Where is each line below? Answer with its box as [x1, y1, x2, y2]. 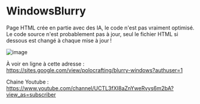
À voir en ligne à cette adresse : [6, 60, 85, 67]
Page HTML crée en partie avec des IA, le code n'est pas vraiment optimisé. [6, 24, 195, 31]
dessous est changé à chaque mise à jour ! [6, 37, 112, 44]
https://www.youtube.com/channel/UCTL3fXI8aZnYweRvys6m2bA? [6, 84, 174, 91]
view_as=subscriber [6, 91, 56, 98]
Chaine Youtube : [6, 78, 49, 85]
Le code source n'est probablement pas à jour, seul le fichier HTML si [6, 30, 178, 37]
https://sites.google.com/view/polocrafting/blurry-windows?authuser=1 [6, 66, 183, 73]
